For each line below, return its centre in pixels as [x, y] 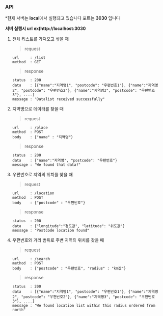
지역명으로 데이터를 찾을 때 [38, 109]
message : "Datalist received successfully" [58, 99]
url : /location [33, 193]
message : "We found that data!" [46, 165]
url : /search [31, 259]
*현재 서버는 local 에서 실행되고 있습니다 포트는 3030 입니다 [63, 18]
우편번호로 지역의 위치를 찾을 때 [42, 175]
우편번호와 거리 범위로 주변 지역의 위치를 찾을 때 [58, 240]
